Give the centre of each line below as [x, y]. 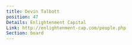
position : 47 [22, 17]
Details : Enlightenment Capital [46, 22]
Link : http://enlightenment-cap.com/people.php [66, 28]
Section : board [25, 33]
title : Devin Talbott [33, 11]
